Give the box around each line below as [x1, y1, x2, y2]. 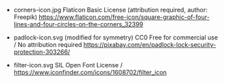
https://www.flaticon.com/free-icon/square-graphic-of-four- [38, 13, 210, 21]
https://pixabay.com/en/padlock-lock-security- [83, 41, 216, 48]
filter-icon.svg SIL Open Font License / [13, 61, 123, 69]
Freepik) [13, 13, 38, 21]
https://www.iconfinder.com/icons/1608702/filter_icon [13, 68, 167, 76]
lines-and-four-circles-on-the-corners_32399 [13, 20, 143, 28]
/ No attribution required [13, 41, 82, 48]
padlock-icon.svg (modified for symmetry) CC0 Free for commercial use [13, 33, 218, 41]
